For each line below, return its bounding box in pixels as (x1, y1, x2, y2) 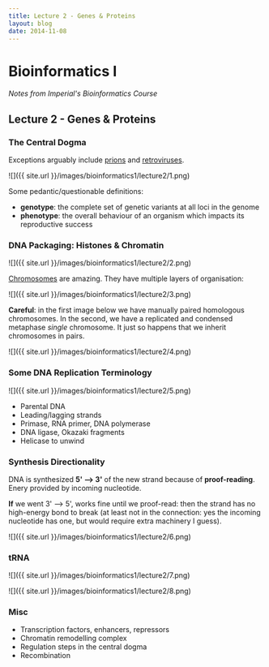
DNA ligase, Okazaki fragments (19, 427, 126, 437)
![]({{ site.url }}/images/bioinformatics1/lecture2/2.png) (8, 258, 192, 268)
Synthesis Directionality (8, 456, 105, 467)
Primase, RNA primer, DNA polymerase (19, 419, 152, 428)
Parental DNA (19, 401, 66, 411)
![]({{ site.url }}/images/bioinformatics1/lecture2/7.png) (8, 570, 190, 580)
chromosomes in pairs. (8, 331, 85, 341)
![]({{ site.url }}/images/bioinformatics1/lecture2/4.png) (8, 346, 192, 357)
